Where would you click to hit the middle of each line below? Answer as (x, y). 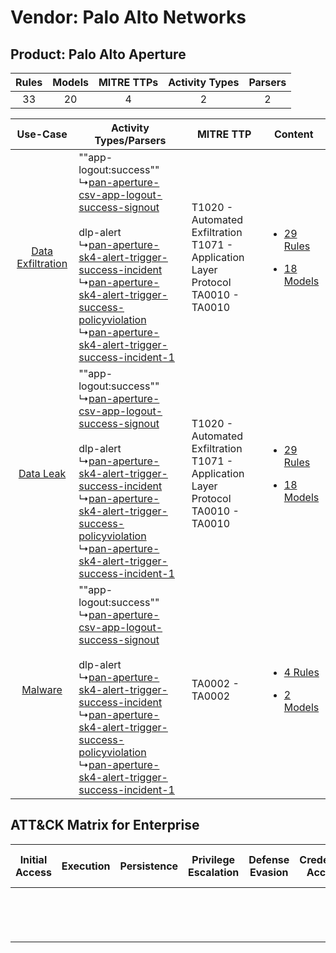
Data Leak (42, 473)
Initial (33, 859)
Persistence (149, 866)
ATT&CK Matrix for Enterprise (105, 825)
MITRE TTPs (128, 82)
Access (33, 872)
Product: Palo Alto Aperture (98, 54)
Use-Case (42, 134)
